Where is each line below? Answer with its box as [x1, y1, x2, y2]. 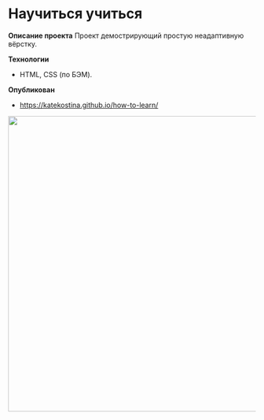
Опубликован [8, 84, 55, 95]
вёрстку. [8, 39, 38, 48]
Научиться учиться [8, 5, 143, 23]
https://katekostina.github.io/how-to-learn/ [19, 100, 159, 110]
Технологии [8, 54, 49, 64]
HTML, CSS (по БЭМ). [19, 69, 93, 79]
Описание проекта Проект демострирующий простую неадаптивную [8, 31, 244, 40]
